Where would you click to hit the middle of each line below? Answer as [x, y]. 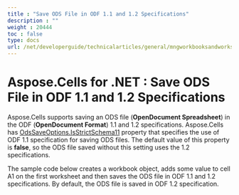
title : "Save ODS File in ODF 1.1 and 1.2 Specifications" [99, 14]
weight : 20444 [30, 27]
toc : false [25, 34]
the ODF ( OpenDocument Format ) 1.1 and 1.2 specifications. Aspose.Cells [116, 125]
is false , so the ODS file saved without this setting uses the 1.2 [99, 147]
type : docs [23, 41]
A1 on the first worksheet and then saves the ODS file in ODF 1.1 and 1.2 [111, 176]
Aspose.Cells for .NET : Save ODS [109, 82]
